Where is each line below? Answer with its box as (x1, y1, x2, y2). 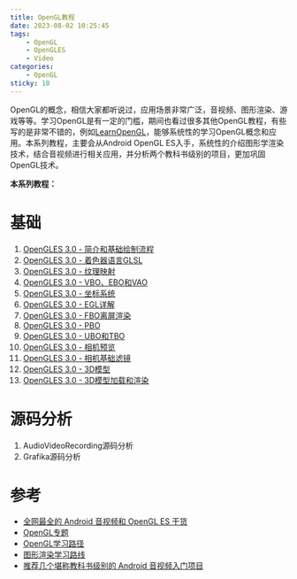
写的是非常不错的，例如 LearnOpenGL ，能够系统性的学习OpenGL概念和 (10, 126, 269, 137)
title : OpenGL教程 (10, 12, 75, 22)
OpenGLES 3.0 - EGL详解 (22, 298, 116, 310)
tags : (10, 29, 30, 38)
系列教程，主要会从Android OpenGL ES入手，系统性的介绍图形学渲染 (33, 137, 285, 148)
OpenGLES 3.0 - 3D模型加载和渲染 (22, 374, 149, 385)
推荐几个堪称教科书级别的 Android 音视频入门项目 (22, 560, 204, 571)
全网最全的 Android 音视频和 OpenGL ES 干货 (22, 516, 188, 527)
